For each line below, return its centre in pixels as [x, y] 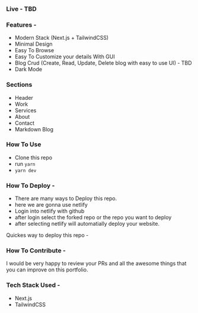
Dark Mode [28, 69]
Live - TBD [21, 9]
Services [25, 110]
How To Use [24, 144]
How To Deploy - [31, 185]
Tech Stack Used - [33, 285]
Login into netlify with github [49, 211]
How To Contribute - [36, 251]
